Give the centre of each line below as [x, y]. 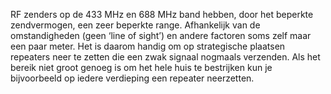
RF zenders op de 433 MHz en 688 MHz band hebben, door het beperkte [162, 14]
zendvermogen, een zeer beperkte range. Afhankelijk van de [135, 25]
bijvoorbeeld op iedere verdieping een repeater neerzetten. [132, 78]
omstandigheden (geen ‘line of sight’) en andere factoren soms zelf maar [161, 35]
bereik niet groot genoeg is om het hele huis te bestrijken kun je [141, 67]
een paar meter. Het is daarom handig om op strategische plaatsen [148, 46]
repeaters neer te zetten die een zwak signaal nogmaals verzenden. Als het [165, 57]
